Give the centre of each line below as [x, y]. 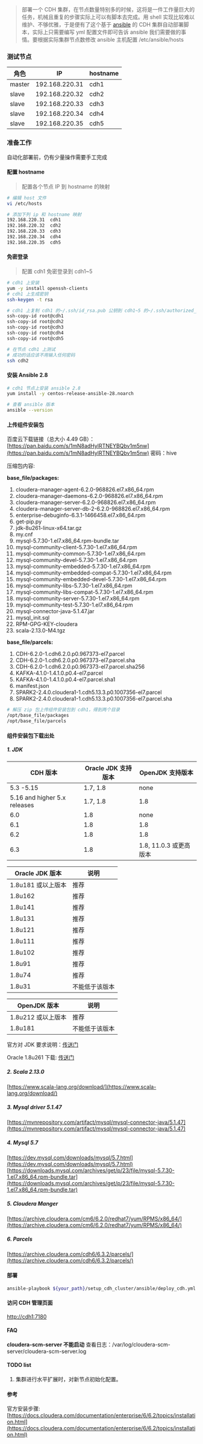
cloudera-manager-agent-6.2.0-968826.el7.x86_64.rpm [85, 490]
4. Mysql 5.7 [23, 1143]
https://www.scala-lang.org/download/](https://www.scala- [83, 1087]
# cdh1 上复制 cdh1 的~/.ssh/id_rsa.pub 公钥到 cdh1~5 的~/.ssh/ [87, 311]
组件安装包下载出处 [31, 736]
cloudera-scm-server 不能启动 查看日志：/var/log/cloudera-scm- [89, 1345]
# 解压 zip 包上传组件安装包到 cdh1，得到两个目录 [63, 710]
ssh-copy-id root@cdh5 [35, 338]
